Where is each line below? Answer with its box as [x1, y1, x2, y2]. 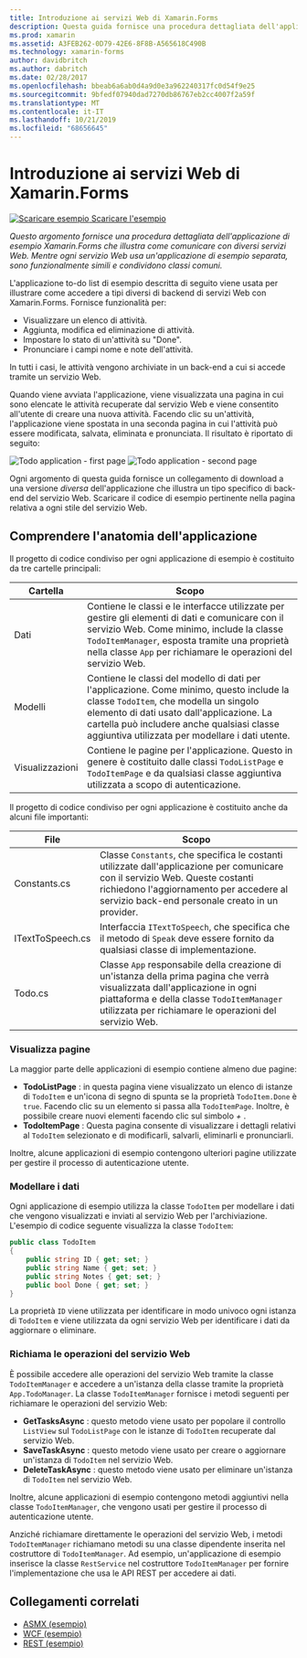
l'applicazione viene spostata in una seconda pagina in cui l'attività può [9, 418, 279, 429]
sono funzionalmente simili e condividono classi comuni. [9, 260, 223, 271]
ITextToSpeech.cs [14, 932, 91, 945]
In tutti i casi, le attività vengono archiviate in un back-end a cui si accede [9, 361, 286, 372]
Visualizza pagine [9, 1043, 91, 1055]
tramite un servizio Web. [9, 371, 102, 382]
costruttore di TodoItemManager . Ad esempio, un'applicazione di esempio [9, 1547, 281, 1559]
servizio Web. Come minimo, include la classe [86, 623, 283, 636]
